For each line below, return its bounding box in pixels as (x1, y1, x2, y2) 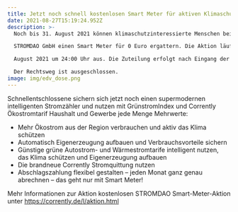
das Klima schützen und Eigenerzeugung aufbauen (17, 153, 167, 161)
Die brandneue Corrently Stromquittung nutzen (17, 160, 155, 169)
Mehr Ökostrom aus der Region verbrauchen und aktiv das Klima (17, 123, 207, 131)
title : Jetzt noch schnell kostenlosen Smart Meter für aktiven (7, 10, 201, 18)
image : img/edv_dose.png (7, 75, 81, 82)
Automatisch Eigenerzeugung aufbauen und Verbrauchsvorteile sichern (17, 138, 227, 146)
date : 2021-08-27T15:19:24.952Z (7, 17, 103, 24)
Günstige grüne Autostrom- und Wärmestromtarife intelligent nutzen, (17, 146, 220, 154)
